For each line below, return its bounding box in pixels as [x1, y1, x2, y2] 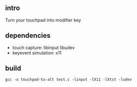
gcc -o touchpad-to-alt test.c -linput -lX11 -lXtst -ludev [5, 77, 133, 82]
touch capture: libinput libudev [12, 44, 75, 50]
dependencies [5, 32, 51, 40]
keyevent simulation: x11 [12, 49, 62, 56]
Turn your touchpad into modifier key [5, 17, 81, 23]
